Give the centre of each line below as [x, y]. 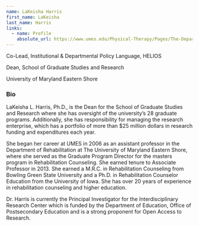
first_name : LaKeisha [33, 17]
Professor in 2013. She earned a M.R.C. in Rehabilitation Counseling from [95, 169]
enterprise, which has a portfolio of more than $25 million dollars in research [99, 126]
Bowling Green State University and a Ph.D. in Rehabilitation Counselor [92, 175]
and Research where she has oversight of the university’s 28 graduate [92, 114]
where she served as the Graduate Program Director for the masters [89, 156]
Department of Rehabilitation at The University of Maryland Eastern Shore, [97, 150]
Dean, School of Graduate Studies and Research [65, 67]
